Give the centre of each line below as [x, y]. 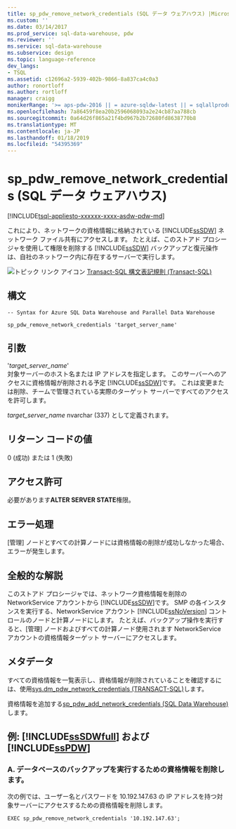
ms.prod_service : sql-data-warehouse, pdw [70, 33]
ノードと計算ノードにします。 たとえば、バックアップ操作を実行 [124, 620]
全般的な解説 [35, 575]
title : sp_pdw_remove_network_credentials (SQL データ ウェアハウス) [106, 14]
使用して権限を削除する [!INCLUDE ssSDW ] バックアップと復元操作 [122, 248]
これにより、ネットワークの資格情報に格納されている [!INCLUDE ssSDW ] [112, 231]
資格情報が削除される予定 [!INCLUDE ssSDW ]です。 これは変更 [122, 383]
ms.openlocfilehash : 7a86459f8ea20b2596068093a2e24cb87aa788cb [102, 112]
